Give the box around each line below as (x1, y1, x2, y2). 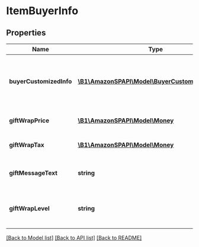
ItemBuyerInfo (6, 4, 79, 18)
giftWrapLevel (9, 204, 50, 212)
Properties (6, 28, 46, 38)
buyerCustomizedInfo (9, 77, 72, 85)
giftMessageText (9, 169, 58, 177)
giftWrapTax (9, 141, 44, 149)
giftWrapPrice (9, 116, 49, 125)
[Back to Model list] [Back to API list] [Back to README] (6, 235, 142, 241)
